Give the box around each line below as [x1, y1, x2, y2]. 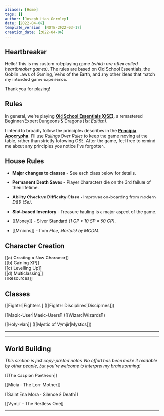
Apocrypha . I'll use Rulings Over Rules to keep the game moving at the [5, 133, 148, 139]
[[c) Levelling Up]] [5, 265, 41, 271]
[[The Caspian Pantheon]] [5, 372, 58, 378]
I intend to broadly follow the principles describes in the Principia [5, 127, 137, 133]
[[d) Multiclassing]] [5, 270, 43, 276]
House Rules [5, 157, 44, 166]
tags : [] [5, 12, 23, 17]
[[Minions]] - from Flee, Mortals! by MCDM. [12, 228, 100, 234]
